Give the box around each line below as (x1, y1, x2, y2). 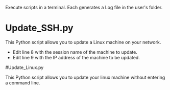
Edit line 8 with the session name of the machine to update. (12, 49, 138, 55)
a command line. (5, 79, 40, 86)
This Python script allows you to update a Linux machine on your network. (5, 39, 161, 45)
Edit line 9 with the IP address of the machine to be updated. (12, 54, 140, 60)
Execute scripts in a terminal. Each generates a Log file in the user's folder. (5, 5, 163, 10)
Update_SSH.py (5, 22, 74, 34)
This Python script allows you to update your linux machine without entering (5, 74, 165, 80)
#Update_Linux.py (5, 64, 44, 71)
